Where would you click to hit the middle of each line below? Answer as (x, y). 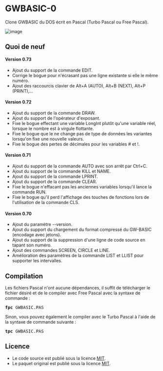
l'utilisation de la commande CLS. (46, 202)
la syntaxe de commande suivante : (41, 322)
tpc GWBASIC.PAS (24, 331)
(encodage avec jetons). (37, 235)
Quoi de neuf (25, 47)
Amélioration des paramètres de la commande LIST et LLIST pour (78, 256)
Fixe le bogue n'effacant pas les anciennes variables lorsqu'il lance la (82, 186)
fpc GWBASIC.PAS (24, 307)
